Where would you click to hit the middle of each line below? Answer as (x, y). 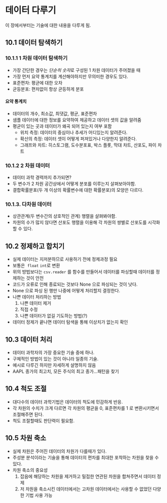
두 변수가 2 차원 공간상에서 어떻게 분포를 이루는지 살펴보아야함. (74, 184)
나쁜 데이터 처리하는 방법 (37, 297)
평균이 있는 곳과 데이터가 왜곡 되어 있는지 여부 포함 (62, 126)
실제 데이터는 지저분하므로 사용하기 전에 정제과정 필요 (65, 259)
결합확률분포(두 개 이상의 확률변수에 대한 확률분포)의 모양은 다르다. (78, 190)
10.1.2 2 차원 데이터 (28, 165)
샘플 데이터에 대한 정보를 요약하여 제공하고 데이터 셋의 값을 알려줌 (77, 120)
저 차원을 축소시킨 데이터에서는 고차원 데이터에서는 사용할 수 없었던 (86, 489)
